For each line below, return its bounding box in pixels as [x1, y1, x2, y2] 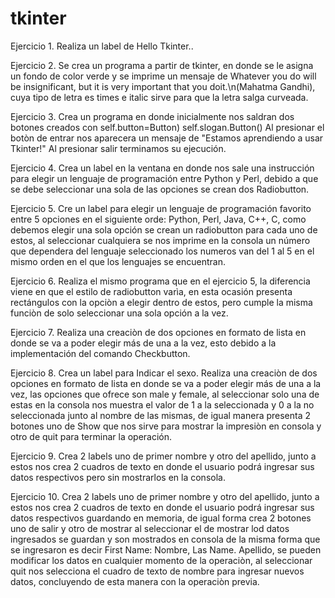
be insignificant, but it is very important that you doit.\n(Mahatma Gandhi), [10, 80, 316, 92]
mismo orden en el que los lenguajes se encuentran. [10, 255, 227, 267]
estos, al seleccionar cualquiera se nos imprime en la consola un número [10, 234, 311, 246]
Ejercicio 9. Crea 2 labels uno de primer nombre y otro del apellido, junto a [10, 450, 317, 462]
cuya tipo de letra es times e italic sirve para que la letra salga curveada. [10, 91, 309, 103]
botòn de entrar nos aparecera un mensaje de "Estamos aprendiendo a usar [10, 132, 324, 144]
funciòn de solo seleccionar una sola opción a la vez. [10, 307, 229, 319]
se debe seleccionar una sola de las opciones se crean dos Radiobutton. [10, 183, 310, 195]
